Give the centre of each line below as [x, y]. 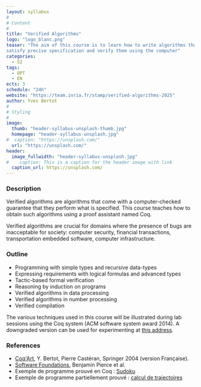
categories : [21, 56]
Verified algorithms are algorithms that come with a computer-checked [94, 202]
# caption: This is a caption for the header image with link [89, 162]
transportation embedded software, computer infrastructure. [81, 239]
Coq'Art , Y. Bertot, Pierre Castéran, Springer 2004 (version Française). [102, 359]
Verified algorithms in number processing [66, 299]
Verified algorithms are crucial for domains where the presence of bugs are [99, 226]
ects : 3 [16, 84]
